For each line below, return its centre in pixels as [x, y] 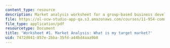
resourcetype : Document [30, 28]
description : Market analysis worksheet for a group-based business [79, 14]
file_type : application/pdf [35, 24]
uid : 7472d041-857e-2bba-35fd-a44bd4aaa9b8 [52, 38]
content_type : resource [30, 10]
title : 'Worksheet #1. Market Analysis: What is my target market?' [79, 33]
